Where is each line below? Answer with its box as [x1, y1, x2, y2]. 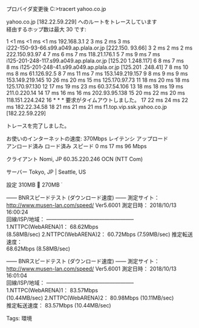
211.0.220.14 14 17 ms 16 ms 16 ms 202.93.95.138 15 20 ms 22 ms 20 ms [6, 90, 186, 96]
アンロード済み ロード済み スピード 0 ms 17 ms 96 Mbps [6, 143, 147, 149]
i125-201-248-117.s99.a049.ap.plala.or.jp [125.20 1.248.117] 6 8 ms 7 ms [6, 57, 184, 64]
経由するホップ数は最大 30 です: [6, 26, 86, 33]
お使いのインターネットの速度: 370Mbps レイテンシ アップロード [6, 135, 168, 142]
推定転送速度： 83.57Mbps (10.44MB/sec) [6, 302, 111, 309]
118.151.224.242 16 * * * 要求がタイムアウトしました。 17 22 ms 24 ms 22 [6, 96, 189, 103]
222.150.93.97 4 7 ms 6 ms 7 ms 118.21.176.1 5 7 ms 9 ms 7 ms [6, 51, 160, 57]
